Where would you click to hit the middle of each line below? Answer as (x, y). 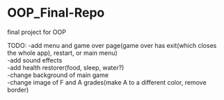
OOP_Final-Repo (56, 13)
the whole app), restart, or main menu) (63, 53)
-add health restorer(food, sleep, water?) (66, 67)
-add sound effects (35, 60)
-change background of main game (58, 75)
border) (18, 90)
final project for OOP (37, 32)
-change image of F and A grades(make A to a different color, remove (107, 82)
